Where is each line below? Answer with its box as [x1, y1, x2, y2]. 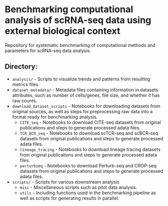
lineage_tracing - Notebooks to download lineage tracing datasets [19, 146, 161, 152]
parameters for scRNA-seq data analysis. [5, 47, 91, 54]
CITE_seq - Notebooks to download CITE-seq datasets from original [19, 119, 161, 125]
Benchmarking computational [5, 4, 133, 15]
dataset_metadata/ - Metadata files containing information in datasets [12, 87, 158, 93]
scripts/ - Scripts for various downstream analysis [12, 178, 120, 185]
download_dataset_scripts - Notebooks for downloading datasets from [12, 103, 161, 109]
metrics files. [12, 81, 40, 87]
